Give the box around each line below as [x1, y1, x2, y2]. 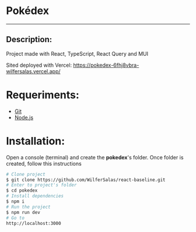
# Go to [6, 215, 25, 221]
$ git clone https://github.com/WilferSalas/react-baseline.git [6, 177, 166, 183]
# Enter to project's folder [6, 182, 77, 188]
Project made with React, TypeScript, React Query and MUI [6, 50, 149, 57]
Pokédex [6, 4, 50, 18]
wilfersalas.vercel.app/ [6, 67, 61, 74]
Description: [6, 35, 52, 45]
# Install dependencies [6, 193, 64, 199]
